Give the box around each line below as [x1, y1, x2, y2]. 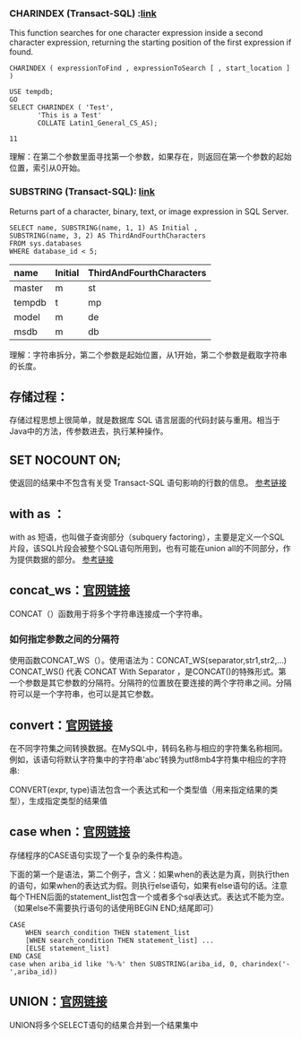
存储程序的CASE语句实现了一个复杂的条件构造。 [9, 850, 188, 861]
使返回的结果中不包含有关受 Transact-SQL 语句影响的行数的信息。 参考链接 [9, 478, 288, 489]
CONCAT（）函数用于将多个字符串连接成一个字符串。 [9, 608, 208, 619]
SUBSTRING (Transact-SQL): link [9, 186, 155, 198]
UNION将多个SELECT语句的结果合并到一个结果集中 [9, 1019, 199, 1030]
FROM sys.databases [9, 238, 82, 248]
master [13, 281, 43, 294]
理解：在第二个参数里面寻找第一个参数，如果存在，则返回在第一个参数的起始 [9, 152, 292, 162]
